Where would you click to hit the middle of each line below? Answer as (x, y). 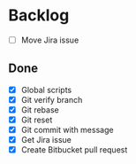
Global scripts (46, 90)
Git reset (37, 120)
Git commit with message (67, 130)
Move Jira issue (50, 40)
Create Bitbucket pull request (74, 150)
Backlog (39, 16)
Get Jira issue (46, 140)
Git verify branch (52, 99)
